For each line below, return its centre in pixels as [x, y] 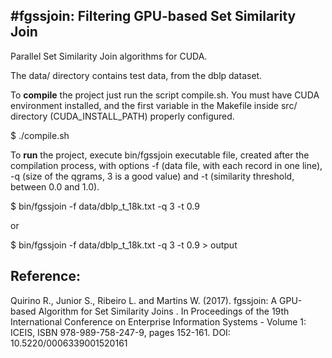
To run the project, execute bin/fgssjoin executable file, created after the [160, 155]
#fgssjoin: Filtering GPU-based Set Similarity [153, 16]
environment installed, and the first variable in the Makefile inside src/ [154, 105]
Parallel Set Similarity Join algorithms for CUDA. [109, 56]
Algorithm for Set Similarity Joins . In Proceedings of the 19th [164, 311]
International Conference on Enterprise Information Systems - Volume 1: [158, 321]
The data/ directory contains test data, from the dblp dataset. [136, 75]
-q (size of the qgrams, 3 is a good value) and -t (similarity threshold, [152, 176]
